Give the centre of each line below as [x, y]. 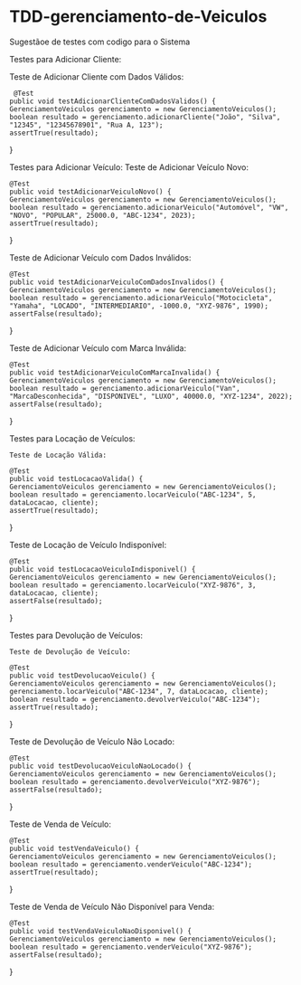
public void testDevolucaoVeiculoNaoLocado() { [101, 766]
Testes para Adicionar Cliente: [66, 59]
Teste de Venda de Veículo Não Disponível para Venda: [112, 906]
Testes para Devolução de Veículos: [76, 635]
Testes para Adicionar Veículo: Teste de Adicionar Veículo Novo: [129, 167]
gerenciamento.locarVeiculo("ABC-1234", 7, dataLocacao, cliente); [139, 691]
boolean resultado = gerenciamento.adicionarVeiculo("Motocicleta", [141, 298]
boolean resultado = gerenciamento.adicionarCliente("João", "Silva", [145, 117]
